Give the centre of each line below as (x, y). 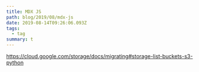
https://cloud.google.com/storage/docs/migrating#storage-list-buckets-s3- (99, 56)
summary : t (20, 39)
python (15, 62)
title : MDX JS (24, 12)
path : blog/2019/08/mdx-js (40, 17)
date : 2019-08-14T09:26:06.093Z (46, 23)
